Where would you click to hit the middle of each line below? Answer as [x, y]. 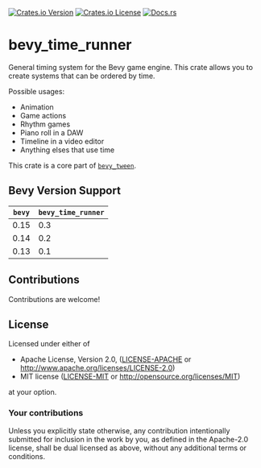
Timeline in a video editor [62, 141]
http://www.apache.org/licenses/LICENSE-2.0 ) [97, 368]
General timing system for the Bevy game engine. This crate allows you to [131, 67]
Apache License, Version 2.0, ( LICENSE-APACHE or [106, 359]
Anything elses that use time [67, 150]
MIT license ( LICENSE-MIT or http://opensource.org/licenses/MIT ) [130, 377]
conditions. [27, 456]
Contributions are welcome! [54, 299]
